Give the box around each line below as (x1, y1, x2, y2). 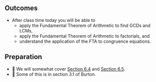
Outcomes (4, 4, 38, 12)
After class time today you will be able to (11, 17, 96, 23)
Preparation (4, 53, 42, 61)
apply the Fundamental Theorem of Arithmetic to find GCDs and (19, 22, 151, 28)
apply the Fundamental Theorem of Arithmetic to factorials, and (19, 33, 150, 39)
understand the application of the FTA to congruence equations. (19, 38, 152, 44)
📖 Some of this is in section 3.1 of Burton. (11, 71, 96, 77)
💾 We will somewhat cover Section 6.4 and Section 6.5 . (11, 66, 126, 72)
